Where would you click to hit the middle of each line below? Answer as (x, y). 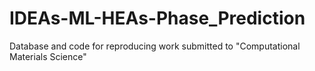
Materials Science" (48, 56)
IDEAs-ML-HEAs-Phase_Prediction (157, 18)
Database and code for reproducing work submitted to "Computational (155, 46)
